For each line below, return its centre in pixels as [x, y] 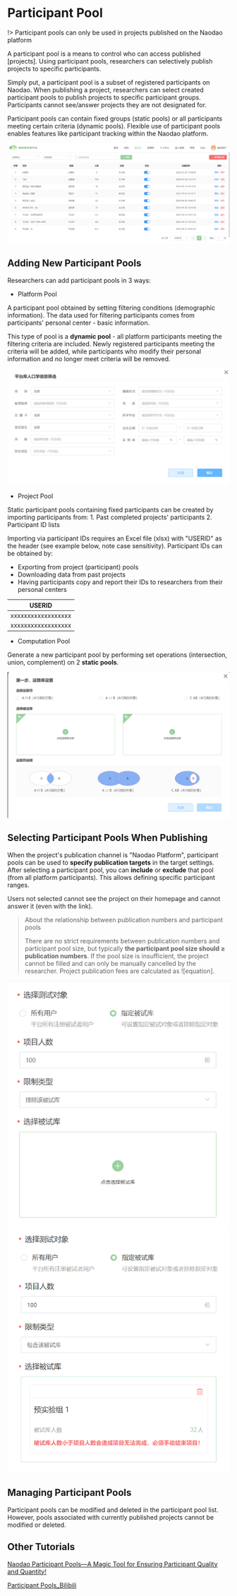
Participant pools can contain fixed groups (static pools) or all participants [115, 119]
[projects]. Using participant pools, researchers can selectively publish [110, 61]
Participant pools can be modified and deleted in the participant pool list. [113, 1510]
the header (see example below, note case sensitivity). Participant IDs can [115, 546]
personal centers [42, 590]
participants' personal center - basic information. [79, 322]
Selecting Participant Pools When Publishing [108, 838]
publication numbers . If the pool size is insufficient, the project [117, 956]
